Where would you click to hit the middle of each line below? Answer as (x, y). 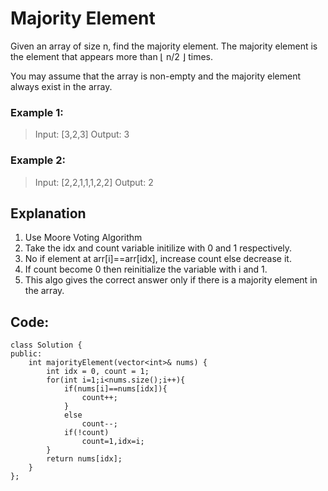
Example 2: (38, 160)
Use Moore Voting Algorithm (83, 238)
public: (26, 354)
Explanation (48, 213)
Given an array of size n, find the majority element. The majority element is (164, 46)
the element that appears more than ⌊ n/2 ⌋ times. (112, 56)
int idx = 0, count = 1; (98, 372)
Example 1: (37, 112)
